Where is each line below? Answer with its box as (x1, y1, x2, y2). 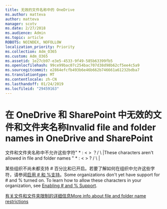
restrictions (5, 199, 28, 205)
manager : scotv (5, 21, 37, 26)
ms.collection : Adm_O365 (5, 49, 57, 54)
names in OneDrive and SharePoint (5, 133, 153, 144)
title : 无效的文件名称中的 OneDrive (5, 7, 75, 12)
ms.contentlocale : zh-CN (5, 77, 57, 82)
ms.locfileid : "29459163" (5, 86, 59, 91)
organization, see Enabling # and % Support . (5, 183, 97, 189)
